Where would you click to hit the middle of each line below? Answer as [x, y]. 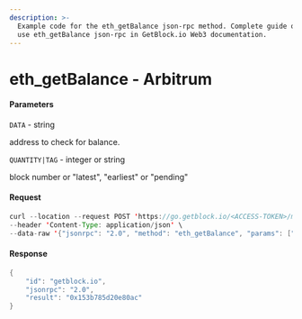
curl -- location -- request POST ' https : [86, 216]
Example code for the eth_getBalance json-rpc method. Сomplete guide [152, 26]
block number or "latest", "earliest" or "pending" [99, 177]
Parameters [31, 105]
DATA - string [32, 124]
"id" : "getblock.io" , [66, 281]
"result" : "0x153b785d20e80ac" [84, 298]
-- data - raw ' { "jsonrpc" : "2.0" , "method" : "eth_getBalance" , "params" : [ [151, 233]
